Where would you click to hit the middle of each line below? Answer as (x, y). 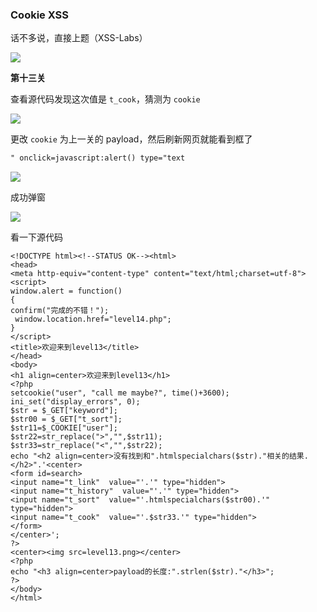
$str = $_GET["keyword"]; (64, 411)
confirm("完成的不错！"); (60, 311)
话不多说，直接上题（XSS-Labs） (79, 38)
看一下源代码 (36, 237)
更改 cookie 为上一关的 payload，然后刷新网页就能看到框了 (131, 139)
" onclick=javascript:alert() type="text (98, 158)
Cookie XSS (40, 15)
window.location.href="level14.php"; (93, 319)
